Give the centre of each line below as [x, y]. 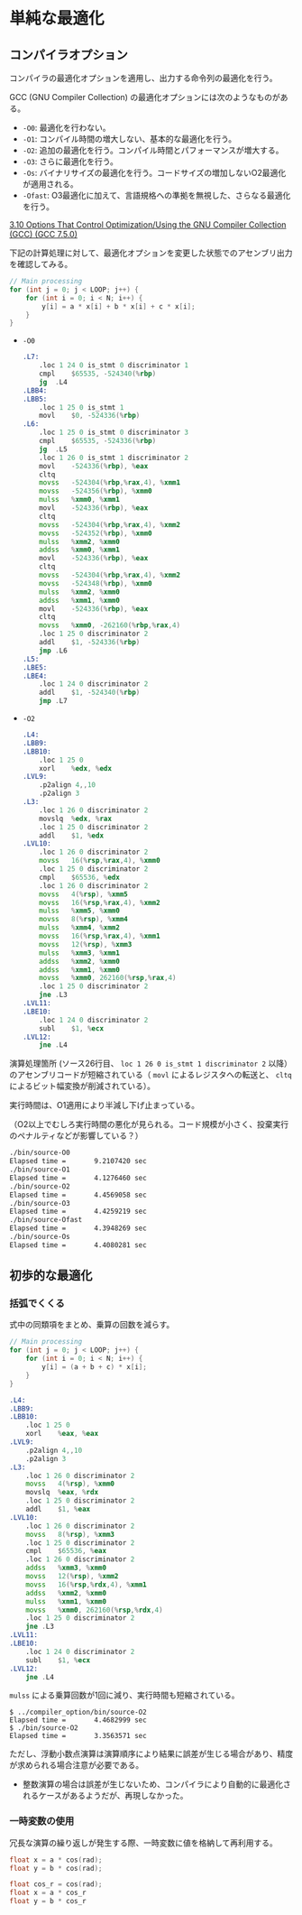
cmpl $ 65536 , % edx [79, 877]
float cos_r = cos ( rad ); [56, 1884]
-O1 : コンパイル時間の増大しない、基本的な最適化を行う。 [129, 139]
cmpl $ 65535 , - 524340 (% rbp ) [98, 374]
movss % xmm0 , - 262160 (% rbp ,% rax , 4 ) [110, 625]
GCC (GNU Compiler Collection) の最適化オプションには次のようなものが [145, 97]
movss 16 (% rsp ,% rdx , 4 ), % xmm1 [86, 1585]
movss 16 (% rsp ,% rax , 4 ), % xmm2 [100, 902]
